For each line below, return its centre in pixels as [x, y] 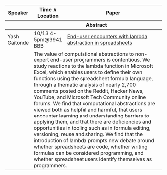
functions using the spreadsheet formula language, [93, 79]
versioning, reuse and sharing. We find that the [88, 134]
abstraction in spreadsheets [100, 43]
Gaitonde [18, 43]
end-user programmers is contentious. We [100, 60]
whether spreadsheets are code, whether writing [91, 147]
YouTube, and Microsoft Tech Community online [90, 97]
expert [42, 60]
